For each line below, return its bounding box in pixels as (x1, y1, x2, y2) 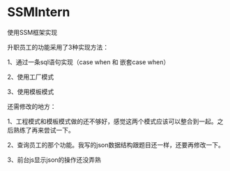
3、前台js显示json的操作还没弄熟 (7, 155, 101, 164)
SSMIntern (7, 4, 70, 20)
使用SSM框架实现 (7, 28, 58, 36)
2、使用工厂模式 (7, 73, 54, 81)
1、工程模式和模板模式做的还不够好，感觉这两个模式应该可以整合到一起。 (7, 117, 217, 126)
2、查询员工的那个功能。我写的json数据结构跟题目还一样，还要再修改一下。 (7, 140, 224, 149)
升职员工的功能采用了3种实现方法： (7, 43, 109, 51)
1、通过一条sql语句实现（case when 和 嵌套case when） (7, 57, 170, 66)
